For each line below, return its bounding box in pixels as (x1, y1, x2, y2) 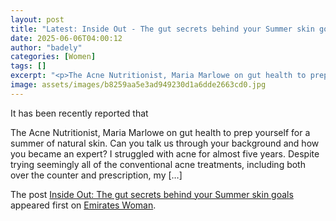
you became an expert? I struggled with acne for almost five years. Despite (10, 147, 320, 160)
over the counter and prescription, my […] (10, 169, 183, 181)
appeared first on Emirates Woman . (10, 199, 157, 211)
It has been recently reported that (10, 107, 149, 119)
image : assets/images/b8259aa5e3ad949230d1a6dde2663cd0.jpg (10, 80, 267, 90)
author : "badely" (10, 42, 83, 53)
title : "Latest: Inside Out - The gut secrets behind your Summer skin (10, 24, 315, 34)
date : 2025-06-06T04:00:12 (10, 33, 123, 43)
